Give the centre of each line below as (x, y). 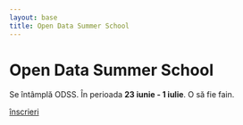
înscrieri (24, 112)
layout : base (34, 17)
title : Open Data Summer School (69, 26)
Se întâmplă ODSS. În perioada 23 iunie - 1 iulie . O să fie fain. (122, 95)
